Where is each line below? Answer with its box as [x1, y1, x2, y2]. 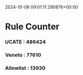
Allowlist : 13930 [5, 64, 45, 71]
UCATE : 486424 [5, 38, 46, 45]
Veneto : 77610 [5, 52, 41, 58]
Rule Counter [5, 21, 60, 32]
